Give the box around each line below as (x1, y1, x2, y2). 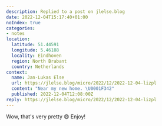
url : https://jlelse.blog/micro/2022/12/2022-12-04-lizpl (11, 80, 157, 86)
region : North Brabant (11, 58, 67, 64)
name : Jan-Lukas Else (11, 75, 65, 80)
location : (6, 36, 31, 42)
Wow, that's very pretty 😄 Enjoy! (6, 113, 86, 120)
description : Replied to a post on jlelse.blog (6, 8, 125, 15)
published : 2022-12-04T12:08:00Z (11, 91, 94, 97)
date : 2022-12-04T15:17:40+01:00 (6, 14, 88, 20)
